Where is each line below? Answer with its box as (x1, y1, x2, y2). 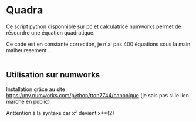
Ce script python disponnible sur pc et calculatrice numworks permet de (6, 23, 182, 30)
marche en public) (6, 98, 50, 105)
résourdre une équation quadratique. (6, 29, 95, 36)
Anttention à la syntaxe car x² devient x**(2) (6, 109, 114, 116)
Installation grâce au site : (6, 86, 69, 93)
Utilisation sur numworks (6, 70, 100, 80)
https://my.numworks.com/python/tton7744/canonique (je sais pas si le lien (6, 91, 190, 99)
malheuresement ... (6, 46, 53, 53)
